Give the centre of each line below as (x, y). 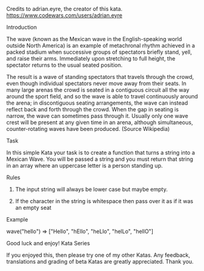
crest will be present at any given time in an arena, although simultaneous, (100, 122)
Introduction (22, 27)
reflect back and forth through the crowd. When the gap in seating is (93, 109)
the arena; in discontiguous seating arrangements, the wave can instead (97, 103)
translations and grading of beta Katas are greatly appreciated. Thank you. (100, 262)
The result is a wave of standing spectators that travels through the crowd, (100, 77)
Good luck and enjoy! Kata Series (48, 243)
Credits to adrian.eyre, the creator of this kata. (64, 9)
